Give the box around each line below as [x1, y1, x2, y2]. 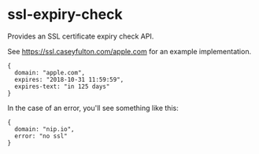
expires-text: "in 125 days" [14, 82, 110, 90]
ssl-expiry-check [7, 5, 123, 24]
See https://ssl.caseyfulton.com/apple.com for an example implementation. [7, 46, 252, 56]
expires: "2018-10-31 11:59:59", [14, 75, 124, 83]
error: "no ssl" [14, 132, 68, 140]
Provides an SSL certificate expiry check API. [7, 31, 154, 41]
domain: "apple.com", [14, 68, 86, 76]
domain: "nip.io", [14, 125, 76, 133]
